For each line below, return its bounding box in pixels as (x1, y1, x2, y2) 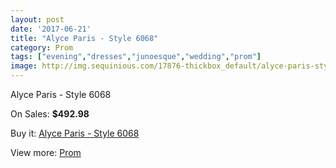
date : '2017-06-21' (10, 24, 92, 34)
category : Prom (10, 42, 74, 53)
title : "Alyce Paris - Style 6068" (10, 33, 159, 43)
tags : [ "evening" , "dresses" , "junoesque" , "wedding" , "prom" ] (10, 52, 262, 62)
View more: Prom (10, 147, 82, 158)
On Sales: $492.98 (10, 108, 90, 120)
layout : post (10, 14, 65, 25)
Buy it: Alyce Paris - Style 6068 (10, 127, 140, 139)
